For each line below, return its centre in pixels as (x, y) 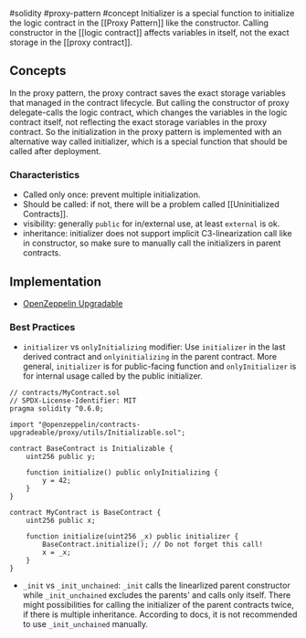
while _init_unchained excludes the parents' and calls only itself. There (157, 595)
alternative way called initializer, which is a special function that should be (148, 141)
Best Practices (42, 327)
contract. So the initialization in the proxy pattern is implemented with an (146, 131)
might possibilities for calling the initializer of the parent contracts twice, (158, 605)
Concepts (38, 71)
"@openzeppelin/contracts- (90, 425)
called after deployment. (55, 151)
